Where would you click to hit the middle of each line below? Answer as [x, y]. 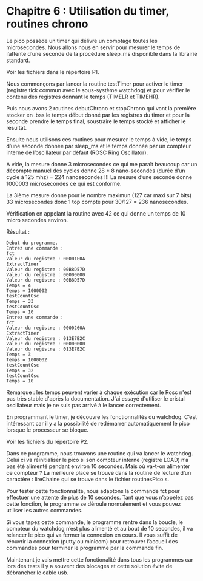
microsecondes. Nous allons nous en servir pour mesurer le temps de [93, 47]
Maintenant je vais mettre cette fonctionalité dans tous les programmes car [100, 559]
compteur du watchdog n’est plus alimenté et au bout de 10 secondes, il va [100, 528]
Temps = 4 [19, 285]
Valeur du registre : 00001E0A [46, 259]
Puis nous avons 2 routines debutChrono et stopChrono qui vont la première [101, 108]
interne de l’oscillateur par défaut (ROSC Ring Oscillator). [77, 152]
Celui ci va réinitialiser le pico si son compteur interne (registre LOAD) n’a [98, 460]
